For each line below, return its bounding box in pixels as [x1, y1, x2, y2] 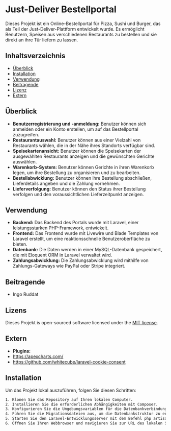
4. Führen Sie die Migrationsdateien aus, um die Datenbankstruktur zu [5, 411, 160, 417]
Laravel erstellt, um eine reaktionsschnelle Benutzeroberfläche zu [12, 236, 151, 242]
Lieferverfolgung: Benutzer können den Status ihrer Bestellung [12, 185, 146, 192]
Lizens [5, 306, 27, 315]
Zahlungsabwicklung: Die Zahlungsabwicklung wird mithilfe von [12, 257, 149, 264]
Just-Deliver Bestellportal [5, 4, 117, 15]
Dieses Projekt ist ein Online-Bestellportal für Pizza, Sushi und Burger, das [5, 20, 161, 27]
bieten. [12, 241, 27, 247]
